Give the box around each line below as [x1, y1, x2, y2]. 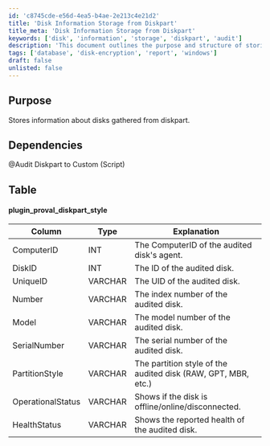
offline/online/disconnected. [134, 401, 241, 412]
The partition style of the [134, 358, 227, 369]
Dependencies [8, 138, 83, 152]
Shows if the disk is [134, 391, 208, 402]
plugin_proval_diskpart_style [8, 206, 108, 215]
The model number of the [134, 311, 231, 322]
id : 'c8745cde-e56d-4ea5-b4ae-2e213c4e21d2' [8, 11, 160, 20]
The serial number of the [134, 334, 227, 346]
